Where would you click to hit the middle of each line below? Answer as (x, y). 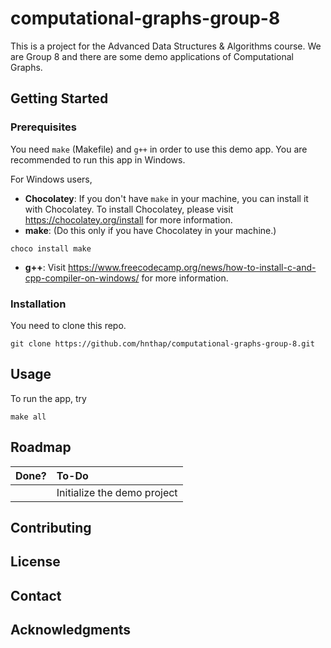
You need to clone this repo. (68, 325)
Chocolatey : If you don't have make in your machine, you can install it (166, 198)
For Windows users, (51, 179)
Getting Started (59, 98)
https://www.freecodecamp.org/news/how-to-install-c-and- (192, 267)
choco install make (51, 248)
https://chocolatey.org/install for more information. (128, 219)
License (35, 562)
